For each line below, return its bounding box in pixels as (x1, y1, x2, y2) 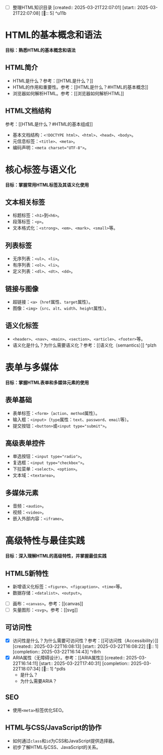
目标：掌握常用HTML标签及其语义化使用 (5, 182, 89, 188)
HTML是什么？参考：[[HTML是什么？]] (12, 77, 93, 83)
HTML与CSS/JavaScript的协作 (5, 723, 102, 732)
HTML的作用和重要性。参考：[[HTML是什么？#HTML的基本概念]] (12, 84, 149, 90)
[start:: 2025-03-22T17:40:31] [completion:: (39, 660, 130, 666)
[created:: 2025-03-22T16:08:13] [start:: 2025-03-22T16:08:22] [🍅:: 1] (12, 643, 159, 649)
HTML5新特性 (5, 569, 49, 578)
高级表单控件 (5, 439, 45, 447)
